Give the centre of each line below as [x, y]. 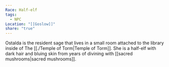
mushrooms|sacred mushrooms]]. [41, 59]
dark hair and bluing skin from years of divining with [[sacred [69, 54]
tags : [11, 15]
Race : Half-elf [21, 10]
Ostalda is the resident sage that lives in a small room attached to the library [84, 43]
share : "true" [20, 29]
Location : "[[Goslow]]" [30, 24]
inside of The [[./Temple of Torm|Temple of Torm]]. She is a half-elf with [81, 48]
